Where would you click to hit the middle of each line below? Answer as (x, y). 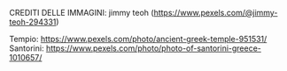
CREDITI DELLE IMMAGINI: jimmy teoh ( (81, 13)
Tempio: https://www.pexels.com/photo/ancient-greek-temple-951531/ (138, 39)
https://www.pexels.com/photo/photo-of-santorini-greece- (153, 48)
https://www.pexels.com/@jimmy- (216, 13)
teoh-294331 (33, 22)
